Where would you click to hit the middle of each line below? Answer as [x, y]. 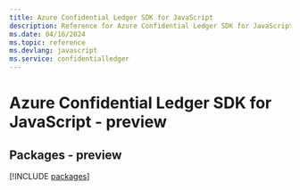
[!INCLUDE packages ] [50, 176]
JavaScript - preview [88, 122]
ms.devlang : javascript [54, 51]
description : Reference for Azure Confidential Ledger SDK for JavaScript [151, 26]
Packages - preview [66, 155]
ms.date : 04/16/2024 [48, 34]
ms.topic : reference [48, 42]
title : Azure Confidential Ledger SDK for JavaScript [112, 17]
